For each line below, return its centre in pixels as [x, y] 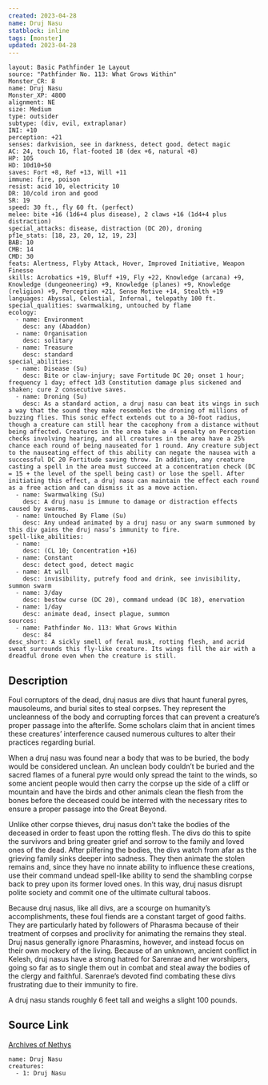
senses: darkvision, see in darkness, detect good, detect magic [119, 145]
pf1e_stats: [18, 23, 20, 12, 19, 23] [73, 236]
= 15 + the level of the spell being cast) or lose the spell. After [127, 474]
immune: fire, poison [44, 180]
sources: [23, 621]
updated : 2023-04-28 [43, 46]
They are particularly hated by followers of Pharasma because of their [124, 925]
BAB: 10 [21, 243]
